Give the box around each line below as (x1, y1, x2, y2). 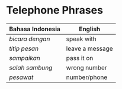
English (79, 25, 101, 33)
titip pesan (9, 44, 39, 52)
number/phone (66, 73, 108, 81)
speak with (66, 35, 97, 43)
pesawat (9, 73, 34, 81)
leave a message (66, 44, 114, 52)
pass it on (66, 54, 94, 62)
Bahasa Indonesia (9, 25, 61, 33)
